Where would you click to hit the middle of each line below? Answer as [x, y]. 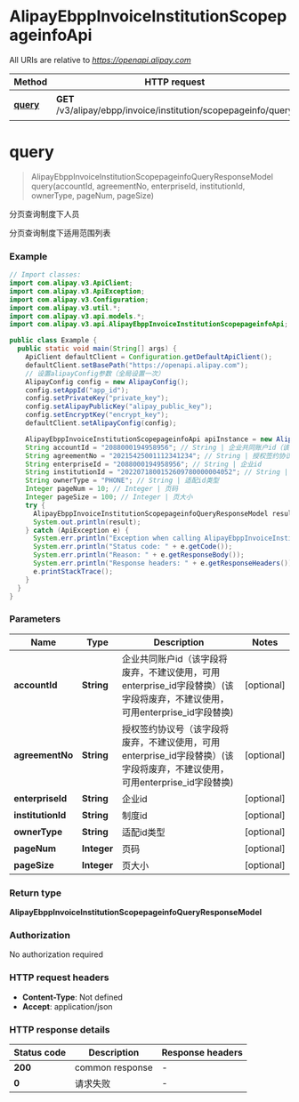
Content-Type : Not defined [72, 997]
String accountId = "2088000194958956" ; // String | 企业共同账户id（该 [158, 447]
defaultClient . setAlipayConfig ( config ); [101, 423]
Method [31, 82]
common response [113, 1067]
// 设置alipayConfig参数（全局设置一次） [95, 374]
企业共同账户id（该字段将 [175, 658]
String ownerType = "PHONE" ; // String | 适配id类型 [122, 481]
